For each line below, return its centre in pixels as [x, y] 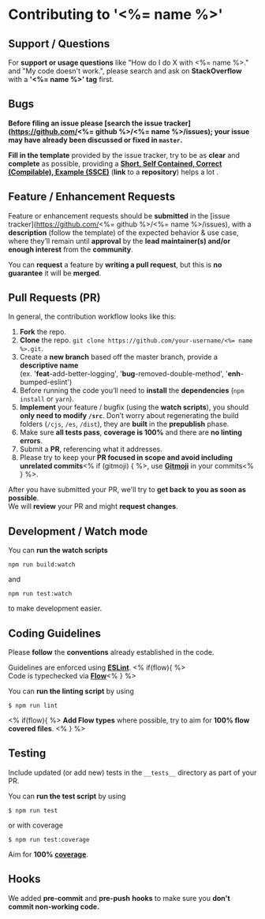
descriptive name [49, 365]
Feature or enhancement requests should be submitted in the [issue [119, 215]
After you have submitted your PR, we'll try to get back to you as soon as [127, 490]
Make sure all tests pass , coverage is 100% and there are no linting [131, 432]
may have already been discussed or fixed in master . [95, 140]
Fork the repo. [43, 332]
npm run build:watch [42, 565]
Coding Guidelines [54, 633]
